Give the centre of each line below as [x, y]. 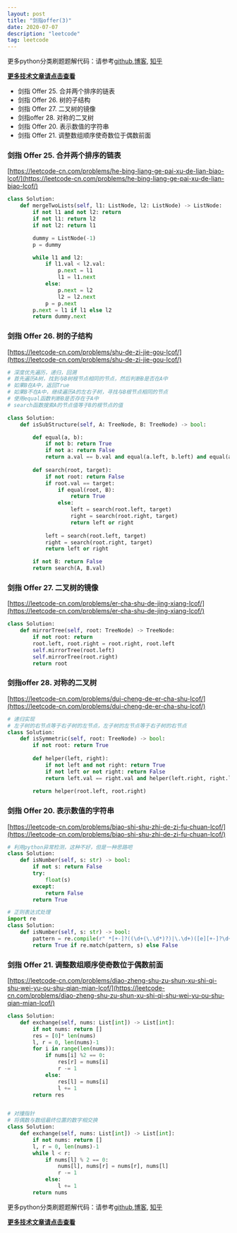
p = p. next [61, 303]
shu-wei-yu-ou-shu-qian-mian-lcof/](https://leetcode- [86, 988]
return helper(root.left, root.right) [90, 791]
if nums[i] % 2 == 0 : [75, 1056]
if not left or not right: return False [105, 772]
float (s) [58, 880]
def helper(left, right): [71, 759]
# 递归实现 [21, 719]
